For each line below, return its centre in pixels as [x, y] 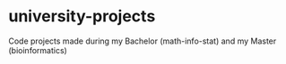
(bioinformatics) [38, 50]
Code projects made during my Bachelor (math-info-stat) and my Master [143, 41]
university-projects [82, 16]
